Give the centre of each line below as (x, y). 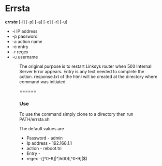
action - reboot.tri (44, 149)
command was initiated (42, 82)
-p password (25, 36)
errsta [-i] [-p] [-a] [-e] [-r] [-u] (36, 22)
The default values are (42, 129)
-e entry (20, 46)
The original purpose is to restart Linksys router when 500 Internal (85, 66)
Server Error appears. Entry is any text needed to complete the (82, 71)
